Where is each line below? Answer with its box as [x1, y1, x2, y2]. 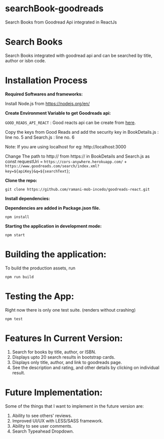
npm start [5, 232, 25, 238]
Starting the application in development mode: [5, 223, 102, 229]
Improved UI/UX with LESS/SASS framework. [12, 417, 103, 424]
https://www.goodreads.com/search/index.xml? [5, 164, 99, 169]
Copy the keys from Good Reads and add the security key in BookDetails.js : [5, 129, 159, 135]
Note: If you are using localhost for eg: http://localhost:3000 [5, 144, 126, 149]
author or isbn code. [5, 57, 46, 64]
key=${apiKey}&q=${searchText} [5, 169, 69, 174]
